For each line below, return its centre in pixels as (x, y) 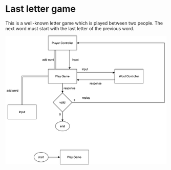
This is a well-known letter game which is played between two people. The (84, 23)
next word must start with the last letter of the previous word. (70, 28)
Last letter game (40, 9)
